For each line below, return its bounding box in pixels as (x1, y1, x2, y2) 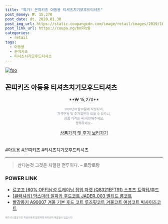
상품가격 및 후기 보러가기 (59, 130, 108, 136)
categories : (5, 30, 30, 35)
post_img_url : (5, 21, 35, 26)
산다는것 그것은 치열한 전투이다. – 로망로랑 (17, 162, 100, 168)
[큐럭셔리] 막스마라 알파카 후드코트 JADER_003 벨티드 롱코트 (12, 193, 132, 199)
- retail (9, 35, 28, 40)
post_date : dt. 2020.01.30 (5, 16, 61, 21)
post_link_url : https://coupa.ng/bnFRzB (5, 26, 91, 31)
